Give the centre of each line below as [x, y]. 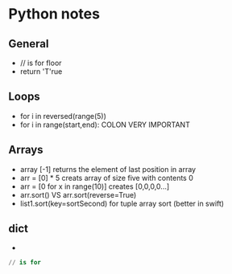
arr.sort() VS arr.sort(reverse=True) [78, 194]
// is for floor [41, 63]
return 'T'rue [41, 72]
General [29, 44]
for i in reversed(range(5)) [63, 116]
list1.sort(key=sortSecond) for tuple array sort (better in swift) [122, 203]
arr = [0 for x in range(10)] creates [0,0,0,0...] [95, 186]
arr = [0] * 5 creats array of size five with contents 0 [106, 178]
